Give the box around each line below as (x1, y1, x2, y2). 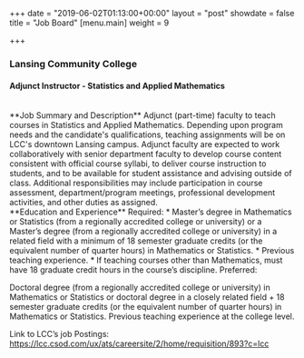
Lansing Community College (9, 57, 138, 70)
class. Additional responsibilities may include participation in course (9, 177, 263, 189)
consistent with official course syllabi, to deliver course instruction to (9, 158, 267, 169)
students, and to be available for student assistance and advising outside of (9, 168, 292, 179)
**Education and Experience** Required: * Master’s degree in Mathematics (9, 206, 292, 217)
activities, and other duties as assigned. (9, 197, 159, 208)
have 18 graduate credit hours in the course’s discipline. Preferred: (9, 264, 258, 275)
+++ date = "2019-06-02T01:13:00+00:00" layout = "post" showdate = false (9, 8, 295, 18)
